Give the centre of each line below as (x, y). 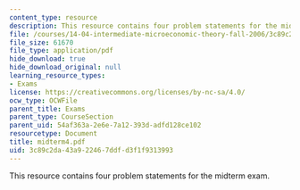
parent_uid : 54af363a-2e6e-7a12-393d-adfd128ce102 (105, 126)
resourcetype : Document (54, 134)
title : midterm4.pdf (48, 142)
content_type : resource (54, 17)
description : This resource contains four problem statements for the (143, 26)
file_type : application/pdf (62, 51)
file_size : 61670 (42, 42)
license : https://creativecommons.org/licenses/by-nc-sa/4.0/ (127, 92)
